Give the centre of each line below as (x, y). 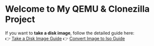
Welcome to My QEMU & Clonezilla (77, 9)
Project (20, 19)
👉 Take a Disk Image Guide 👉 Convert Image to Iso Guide (65, 38)
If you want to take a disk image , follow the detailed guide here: (70, 33)
